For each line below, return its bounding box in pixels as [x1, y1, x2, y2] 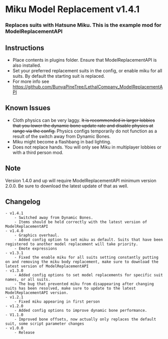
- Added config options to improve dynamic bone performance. [14, 308, 147, 313]
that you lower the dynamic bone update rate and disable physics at [12, 122, 153, 128]
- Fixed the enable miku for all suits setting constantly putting [14, 255, 158, 260]
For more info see [12, 78, 49, 84]
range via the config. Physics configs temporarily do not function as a [12, 128, 157, 134]
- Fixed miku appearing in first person [14, 299, 100, 304]
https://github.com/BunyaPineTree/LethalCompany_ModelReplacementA [12, 83, 163, 89]
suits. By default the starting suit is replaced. [12, 73, 105, 79]
